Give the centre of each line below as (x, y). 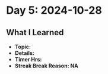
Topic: (23, 47)
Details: (24, 53)
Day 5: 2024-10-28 (54, 10)
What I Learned (35, 33)
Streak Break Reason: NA (47, 66)
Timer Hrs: (28, 59)
